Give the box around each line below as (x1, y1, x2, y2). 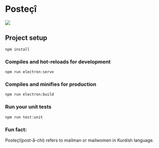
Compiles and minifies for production (5, 80, 96, 87)
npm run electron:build (5, 92, 54, 97)
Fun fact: (5, 126, 27, 133)
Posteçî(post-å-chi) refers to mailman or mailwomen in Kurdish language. (5, 137, 154, 143)
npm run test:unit (5, 114, 43, 119)
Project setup (5, 34, 48, 42)
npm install (5, 47, 30, 52)
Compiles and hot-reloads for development (5, 58, 111, 65)
